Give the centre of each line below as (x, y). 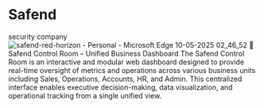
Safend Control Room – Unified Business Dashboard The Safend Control (126, 53)
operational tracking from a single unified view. (85, 95)
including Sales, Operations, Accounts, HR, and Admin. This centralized (125, 79)
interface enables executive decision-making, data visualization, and (120, 87)
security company (38, 37)
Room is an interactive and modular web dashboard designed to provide (126, 62)
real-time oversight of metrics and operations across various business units (132, 70)
